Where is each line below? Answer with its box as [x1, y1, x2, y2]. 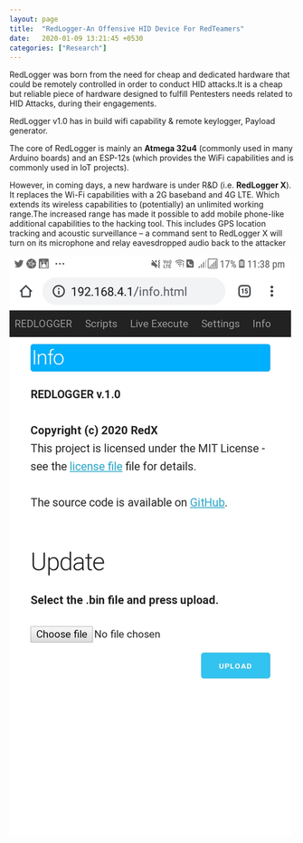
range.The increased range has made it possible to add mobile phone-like [9, 208, 285, 219]
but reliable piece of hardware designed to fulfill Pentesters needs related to [9, 89, 293, 100]
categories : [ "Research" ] [9, 44, 107, 53]
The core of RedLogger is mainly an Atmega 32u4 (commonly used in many [9, 143, 294, 154]
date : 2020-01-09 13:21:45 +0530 [9, 34, 144, 43]
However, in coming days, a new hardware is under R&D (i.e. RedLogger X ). [9, 179, 292, 190]
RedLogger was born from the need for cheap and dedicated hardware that [9, 69, 290, 81]
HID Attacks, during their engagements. [9, 98, 156, 109]
